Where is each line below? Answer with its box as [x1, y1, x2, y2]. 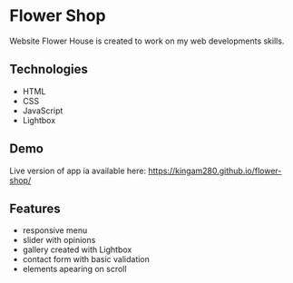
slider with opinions [22, 235, 96, 246]
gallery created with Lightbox [22, 244, 132, 255]
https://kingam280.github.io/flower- [148, 165, 282, 176]
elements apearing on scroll [22, 264, 127, 275]
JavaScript [22, 105, 63, 116]
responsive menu [22, 225, 88, 236]
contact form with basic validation [22, 254, 150, 265]
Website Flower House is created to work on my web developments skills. [9, 35, 285, 46]
